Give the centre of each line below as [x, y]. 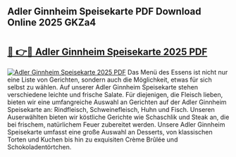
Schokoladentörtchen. [39, 147]
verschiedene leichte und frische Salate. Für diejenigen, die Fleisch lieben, [115, 95]
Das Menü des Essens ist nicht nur [178, 72]
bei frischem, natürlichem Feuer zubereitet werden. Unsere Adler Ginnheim [116, 125]
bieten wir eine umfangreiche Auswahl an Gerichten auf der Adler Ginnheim [117, 102]
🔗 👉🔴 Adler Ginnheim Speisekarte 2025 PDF [107, 52]
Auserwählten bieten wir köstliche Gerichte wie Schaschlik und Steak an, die [118, 117]
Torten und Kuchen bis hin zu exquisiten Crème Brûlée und [93, 139]
